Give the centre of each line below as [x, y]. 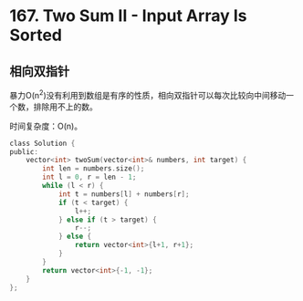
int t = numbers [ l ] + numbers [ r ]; [124, 194]
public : [24, 151]
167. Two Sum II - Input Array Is [128, 16]
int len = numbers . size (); [94, 169]
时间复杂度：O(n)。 [46, 126]
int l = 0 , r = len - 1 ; [89, 177]
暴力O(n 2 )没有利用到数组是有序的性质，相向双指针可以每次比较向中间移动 [148, 94]
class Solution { [42, 143]
